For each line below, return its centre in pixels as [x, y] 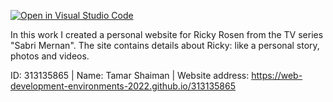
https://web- [277, 75]
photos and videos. [50, 56]
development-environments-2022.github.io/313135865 [123, 86]
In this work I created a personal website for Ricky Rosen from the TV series [167, 34]
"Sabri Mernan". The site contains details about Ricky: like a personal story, [165, 45]
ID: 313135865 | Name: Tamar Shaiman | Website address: [130, 75]
